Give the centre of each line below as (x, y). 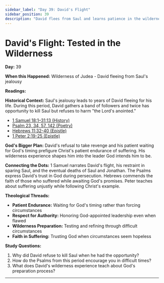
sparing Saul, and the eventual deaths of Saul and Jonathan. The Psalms (78, 171)
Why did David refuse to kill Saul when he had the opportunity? (75, 256)
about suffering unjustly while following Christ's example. (63, 186)
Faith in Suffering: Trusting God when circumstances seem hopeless (82, 236)
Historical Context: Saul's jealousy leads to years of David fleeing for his (79, 100)
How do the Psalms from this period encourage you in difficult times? (82, 260)
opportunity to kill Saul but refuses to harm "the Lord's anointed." (71, 111)
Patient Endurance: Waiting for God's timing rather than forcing (76, 205)
